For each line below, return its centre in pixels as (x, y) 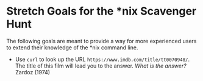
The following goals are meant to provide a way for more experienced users (101, 41)
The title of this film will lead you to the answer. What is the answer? (101, 66)
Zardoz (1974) (33, 72)
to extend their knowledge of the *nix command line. (72, 48)
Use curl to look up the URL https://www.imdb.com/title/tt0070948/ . (102, 59)
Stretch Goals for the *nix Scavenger (101, 11)
